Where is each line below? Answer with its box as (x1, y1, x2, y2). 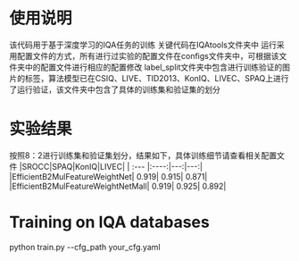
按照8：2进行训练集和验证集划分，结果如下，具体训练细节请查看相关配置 (9, 149, 278, 161)
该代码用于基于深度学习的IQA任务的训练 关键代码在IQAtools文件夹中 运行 (9, 39, 277, 50)
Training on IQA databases (9, 212, 210, 232)
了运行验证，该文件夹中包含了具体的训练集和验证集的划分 (9, 84, 220, 95)
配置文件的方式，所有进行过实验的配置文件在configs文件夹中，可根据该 (16, 50, 279, 61)
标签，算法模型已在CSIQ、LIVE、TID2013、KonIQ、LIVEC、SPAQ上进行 (24, 72, 289, 83)
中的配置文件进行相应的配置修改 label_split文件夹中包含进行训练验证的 (24, 62, 283, 72)
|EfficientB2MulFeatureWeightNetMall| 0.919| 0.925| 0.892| (9, 181, 227, 191)
